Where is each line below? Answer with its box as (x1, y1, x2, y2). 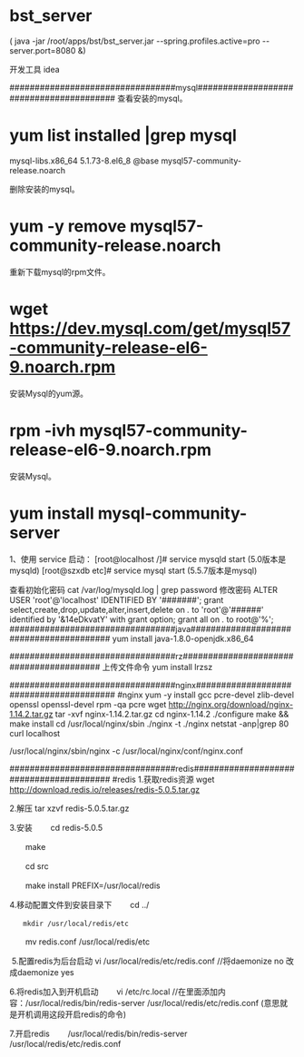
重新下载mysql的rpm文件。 (9, 266, 111, 277)
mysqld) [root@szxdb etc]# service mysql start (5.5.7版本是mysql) (9, 565, 258, 576)
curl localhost (9, 727, 61, 738)
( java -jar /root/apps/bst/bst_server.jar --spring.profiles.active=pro (9, 35, 260, 46)
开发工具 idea (9, 64, 61, 74)
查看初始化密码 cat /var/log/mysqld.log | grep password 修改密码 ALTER (9, 584, 279, 595)
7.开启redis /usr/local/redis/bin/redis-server (9, 1028, 188, 1039)
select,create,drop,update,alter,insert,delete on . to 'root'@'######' (9, 604, 264, 615)
